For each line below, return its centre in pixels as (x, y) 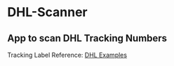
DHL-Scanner (47, 12)
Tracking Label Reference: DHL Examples (67, 55)
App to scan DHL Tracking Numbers (87, 38)
